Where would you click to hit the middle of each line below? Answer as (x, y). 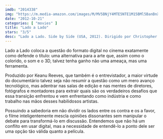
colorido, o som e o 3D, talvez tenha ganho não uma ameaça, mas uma (76, 61)
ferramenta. (17, 66)
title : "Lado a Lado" (27, 28)
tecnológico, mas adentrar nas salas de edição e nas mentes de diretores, (79, 86)
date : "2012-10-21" (25, 18)
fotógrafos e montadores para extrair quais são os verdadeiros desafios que (81, 91)
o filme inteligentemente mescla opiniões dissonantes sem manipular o (76, 116)
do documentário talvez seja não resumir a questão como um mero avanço (80, 80)
